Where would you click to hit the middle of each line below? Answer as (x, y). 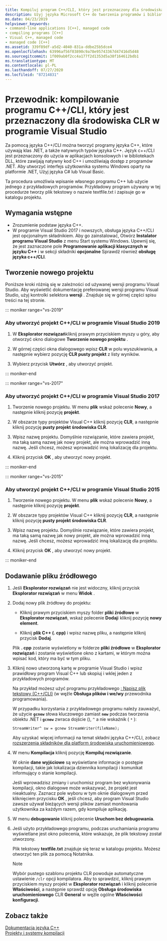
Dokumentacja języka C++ (32, 928)
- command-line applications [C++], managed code (58, 28)
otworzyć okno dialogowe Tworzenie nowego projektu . (70, 339)
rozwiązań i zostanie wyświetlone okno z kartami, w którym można (81, 653)
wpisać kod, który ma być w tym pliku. (52, 658)
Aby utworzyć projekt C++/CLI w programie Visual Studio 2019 (83, 323)
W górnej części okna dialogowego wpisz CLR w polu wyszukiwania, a (85, 349)
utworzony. (24, 839)
